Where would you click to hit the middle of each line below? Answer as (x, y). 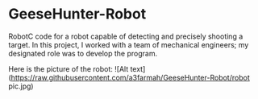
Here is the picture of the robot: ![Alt (69, 68)
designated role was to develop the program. (83, 53)
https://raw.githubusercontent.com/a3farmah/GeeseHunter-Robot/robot (130, 77)
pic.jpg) (21, 86)
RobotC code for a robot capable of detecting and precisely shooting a (126, 36)
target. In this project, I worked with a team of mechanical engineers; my (129, 44)
